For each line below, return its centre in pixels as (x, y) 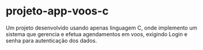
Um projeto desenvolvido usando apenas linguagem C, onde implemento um (101, 28)
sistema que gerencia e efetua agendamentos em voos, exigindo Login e (97, 34)
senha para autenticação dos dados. (51, 40)
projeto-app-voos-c (57, 11)
